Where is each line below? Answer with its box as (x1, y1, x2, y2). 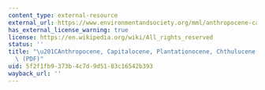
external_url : (8, 19, 55, 27)
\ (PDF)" (15, 56, 44, 63)
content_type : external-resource (8, 11, 118, 20)
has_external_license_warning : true (8, 26, 129, 34)
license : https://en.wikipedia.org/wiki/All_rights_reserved (8, 33, 214, 41)
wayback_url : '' (8, 70, 62, 77)
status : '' (8, 41, 44, 49)
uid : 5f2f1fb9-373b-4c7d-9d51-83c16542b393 (8, 63, 154, 70)
